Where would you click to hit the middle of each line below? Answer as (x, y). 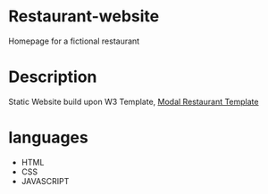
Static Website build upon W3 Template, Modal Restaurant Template (134, 101)
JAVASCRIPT (45, 181)
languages (48, 137)
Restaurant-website (84, 16)
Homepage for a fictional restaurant (74, 41)
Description (53, 77)
